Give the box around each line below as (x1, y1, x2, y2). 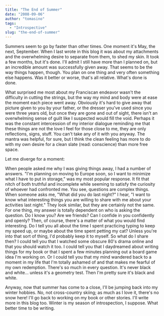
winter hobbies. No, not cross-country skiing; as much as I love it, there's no (5, 290, 159, 295)
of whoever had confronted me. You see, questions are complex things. (5, 187, 149, 192)
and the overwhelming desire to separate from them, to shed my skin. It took (5, 54, 159, 59)
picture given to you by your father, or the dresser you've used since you (5, 105, 152, 111)
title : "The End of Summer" (5, 7, 63, 12)
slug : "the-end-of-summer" (5, 30, 60, 35)
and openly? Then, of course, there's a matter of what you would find (5, 218, 145, 223)
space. (5, 146, 19, 152)
